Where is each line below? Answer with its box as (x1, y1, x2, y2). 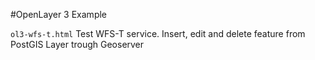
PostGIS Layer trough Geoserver (10, 39, 145, 50)
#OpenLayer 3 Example (10, 9, 108, 20)
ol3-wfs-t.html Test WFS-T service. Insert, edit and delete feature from (10, 28, 306, 39)
